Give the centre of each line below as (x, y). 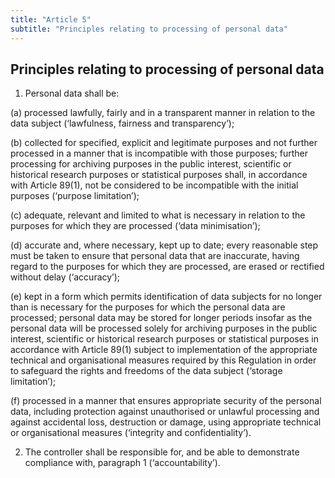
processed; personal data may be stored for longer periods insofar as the (161, 318)
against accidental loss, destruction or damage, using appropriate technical (166, 422)
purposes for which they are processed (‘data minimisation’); (135, 226)
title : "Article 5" (51, 19)
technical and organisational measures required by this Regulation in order (163, 360)
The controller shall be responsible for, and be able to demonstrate (162, 452)
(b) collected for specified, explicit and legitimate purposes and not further (164, 143)
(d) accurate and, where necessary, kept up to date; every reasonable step (164, 245)
